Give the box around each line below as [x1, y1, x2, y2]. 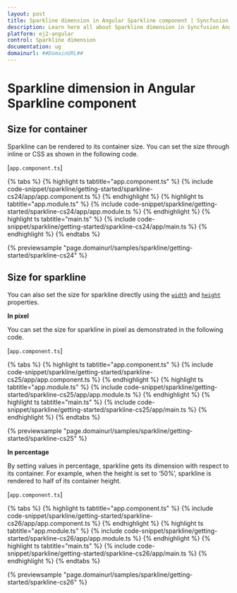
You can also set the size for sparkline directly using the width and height [7, 290, 221, 299]
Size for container [7, 123, 87, 135]
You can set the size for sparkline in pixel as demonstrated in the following [7, 325, 224, 333]
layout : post [7, 10, 46, 18]
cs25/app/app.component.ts [7, 375, 90, 384]
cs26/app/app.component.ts [7, 519, 90, 527]
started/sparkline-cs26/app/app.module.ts [7, 534, 132, 542]
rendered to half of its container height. [7, 476, 121, 485]
